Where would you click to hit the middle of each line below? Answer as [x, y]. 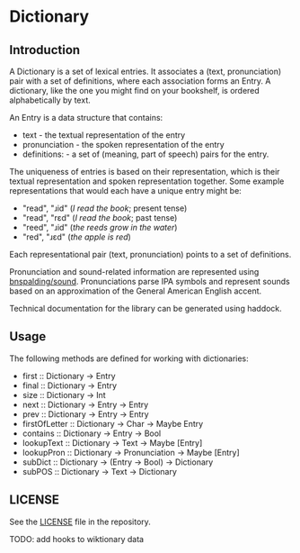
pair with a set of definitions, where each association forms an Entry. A [140, 81]
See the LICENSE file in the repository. [80, 521]
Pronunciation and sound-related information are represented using [134, 272]
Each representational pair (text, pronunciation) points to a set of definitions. [150, 254]
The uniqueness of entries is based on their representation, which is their [145, 172]
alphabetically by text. [50, 100]
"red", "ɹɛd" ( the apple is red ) [77, 237]
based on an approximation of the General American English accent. [136, 291]
